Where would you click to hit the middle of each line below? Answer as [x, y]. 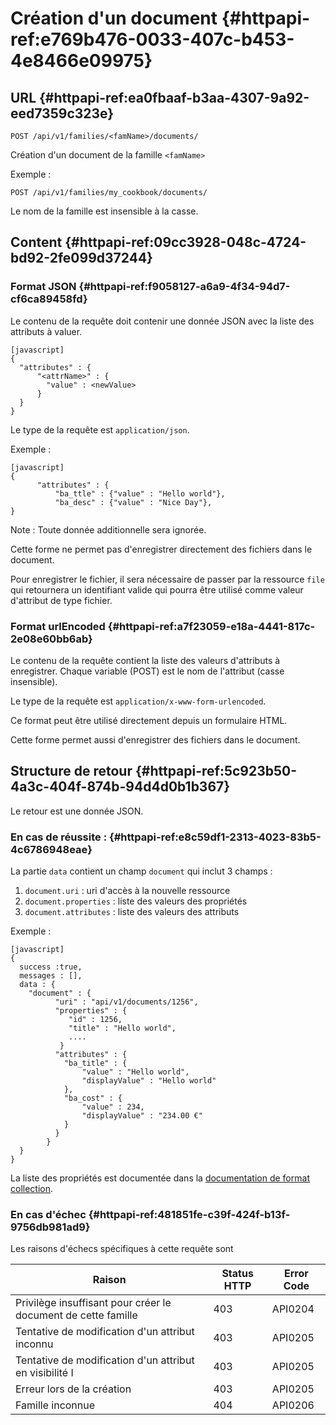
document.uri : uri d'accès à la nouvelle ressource [127, 891]
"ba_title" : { [95, 1063]
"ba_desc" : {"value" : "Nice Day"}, [133, 502]
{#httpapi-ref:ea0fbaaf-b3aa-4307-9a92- [174, 97]
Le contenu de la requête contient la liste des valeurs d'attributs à [145, 660]
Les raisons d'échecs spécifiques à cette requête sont [122, 1249]
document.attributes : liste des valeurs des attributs [132, 912]
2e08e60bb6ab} [51, 639]
